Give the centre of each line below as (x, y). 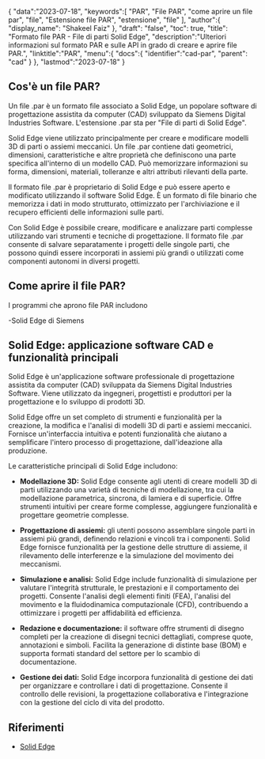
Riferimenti (36, 727)
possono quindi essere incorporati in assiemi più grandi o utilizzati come (126, 252)
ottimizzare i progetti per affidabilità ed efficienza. (101, 613)
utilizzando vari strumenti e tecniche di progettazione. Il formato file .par (126, 236)
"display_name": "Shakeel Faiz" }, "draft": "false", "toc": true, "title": (118, 28)
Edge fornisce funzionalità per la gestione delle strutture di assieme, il (133, 547)
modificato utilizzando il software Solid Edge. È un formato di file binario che (132, 195)
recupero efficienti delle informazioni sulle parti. (86, 212)
